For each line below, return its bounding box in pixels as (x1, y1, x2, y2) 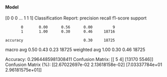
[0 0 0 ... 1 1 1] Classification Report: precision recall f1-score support (5, 15, 147, 21)
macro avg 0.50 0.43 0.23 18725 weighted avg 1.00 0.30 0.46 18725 (5, 46, 145, 52)
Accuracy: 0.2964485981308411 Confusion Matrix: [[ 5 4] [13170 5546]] (5, 56, 153, 62)
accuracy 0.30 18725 (5, 38, 115, 43)
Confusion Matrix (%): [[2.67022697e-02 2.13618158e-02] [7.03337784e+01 (5, 61, 162, 67)
